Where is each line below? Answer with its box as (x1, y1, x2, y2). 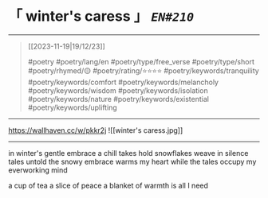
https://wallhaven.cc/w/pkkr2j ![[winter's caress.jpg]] (8, 125, 183, 135)
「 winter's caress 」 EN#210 (8, 7, 195, 25)
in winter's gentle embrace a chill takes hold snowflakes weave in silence (8, 148, 249, 157)
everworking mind (8, 165, 68, 175)
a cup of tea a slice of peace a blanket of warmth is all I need (8, 181, 209, 190)
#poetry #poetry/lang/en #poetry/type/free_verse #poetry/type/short (27, 56, 255, 66)
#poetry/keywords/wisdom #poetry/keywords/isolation (27, 85, 209, 95)
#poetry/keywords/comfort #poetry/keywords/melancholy (27, 77, 219, 87)
